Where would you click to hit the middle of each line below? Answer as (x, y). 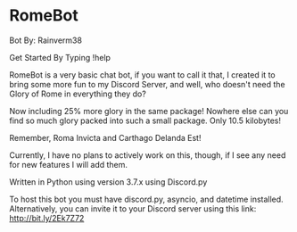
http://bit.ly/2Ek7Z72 (47, 218)
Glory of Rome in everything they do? (78, 94)
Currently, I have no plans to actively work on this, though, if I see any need (148, 155)
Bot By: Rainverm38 (46, 40)
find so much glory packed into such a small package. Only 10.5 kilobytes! (145, 120)
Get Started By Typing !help (60, 57)
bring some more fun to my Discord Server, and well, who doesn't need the (147, 84)
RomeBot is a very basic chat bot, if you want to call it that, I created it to (142, 75)
